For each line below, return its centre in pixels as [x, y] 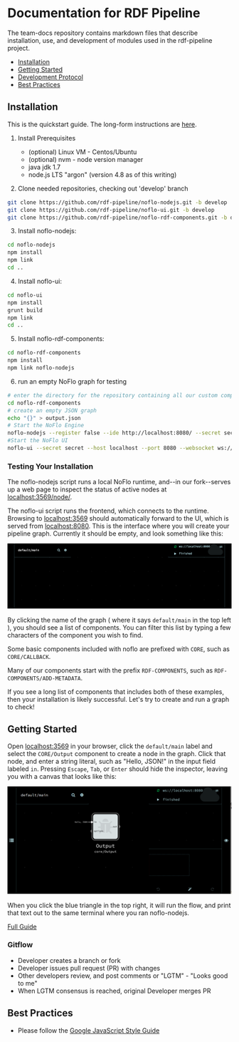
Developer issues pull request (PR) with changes [89, 968]
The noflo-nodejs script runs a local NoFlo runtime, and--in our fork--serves [119, 482]
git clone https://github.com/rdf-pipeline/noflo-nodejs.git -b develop [117, 202]
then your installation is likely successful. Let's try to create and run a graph [118, 699]
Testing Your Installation [51, 466]
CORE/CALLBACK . [29, 656]
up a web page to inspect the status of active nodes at [87, 489]
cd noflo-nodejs [31, 245]
